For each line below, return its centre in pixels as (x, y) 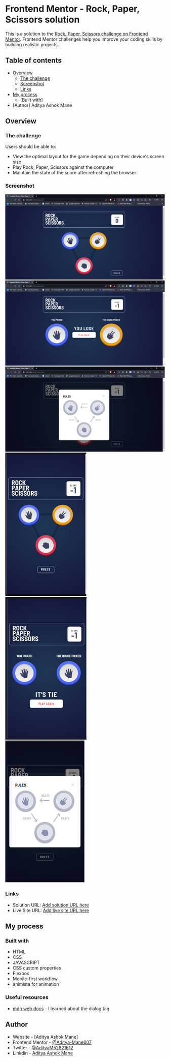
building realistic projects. (32, 44)
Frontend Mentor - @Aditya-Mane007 (52, 1042)
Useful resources (27, 997)
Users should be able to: (31, 147)
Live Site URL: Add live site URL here (51, 910)
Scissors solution (42, 20)
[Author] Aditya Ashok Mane (42, 105)
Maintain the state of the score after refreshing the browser (74, 173)
